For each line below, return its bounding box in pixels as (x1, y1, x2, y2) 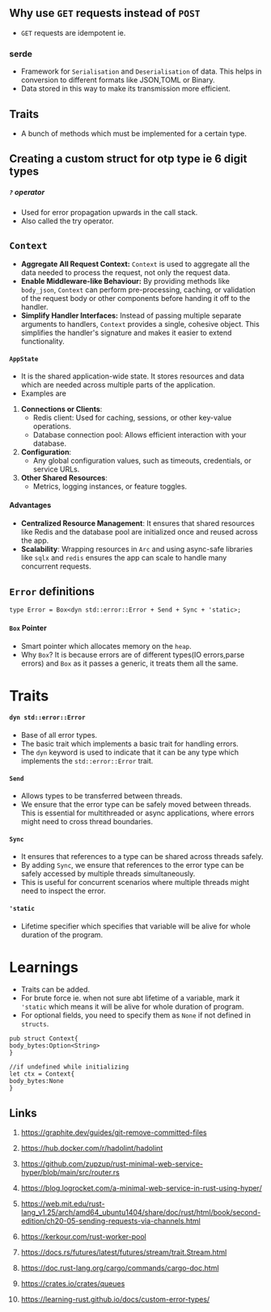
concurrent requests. (20, 561, 91, 571)
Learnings (9, 958, 79, 976)
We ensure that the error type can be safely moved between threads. (20, 800, 252, 810)
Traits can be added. (20, 984, 90, 994)
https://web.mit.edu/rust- (20, 1199, 105, 1208)
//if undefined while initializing (9, 1063, 129, 1071)
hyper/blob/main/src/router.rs (20, 1168, 120, 1178)
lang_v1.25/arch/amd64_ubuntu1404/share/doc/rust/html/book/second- (20, 1208, 261, 1217)
